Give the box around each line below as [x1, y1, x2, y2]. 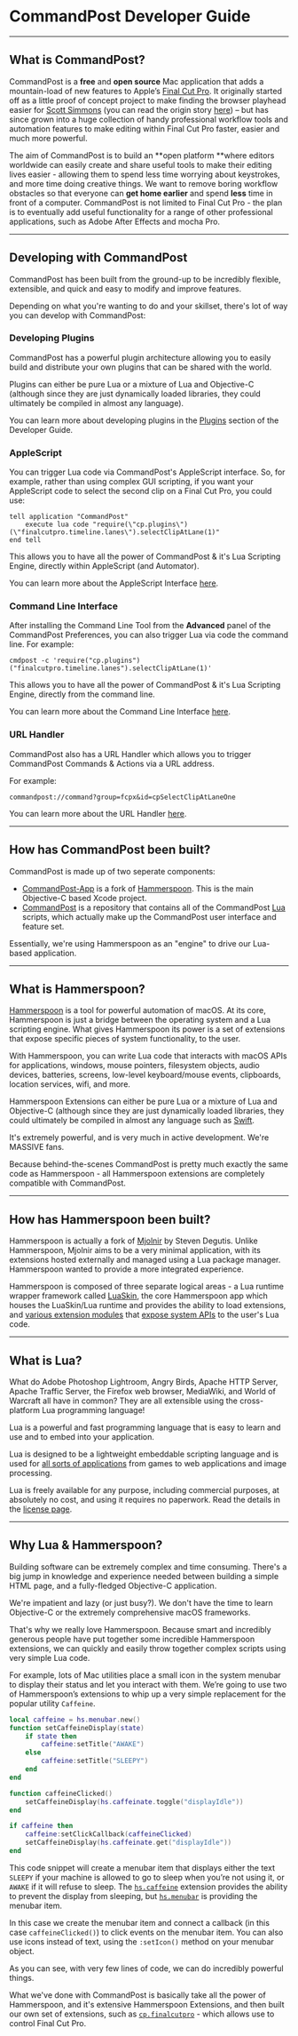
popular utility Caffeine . [9, 1697, 96, 1708]
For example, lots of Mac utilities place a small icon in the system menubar [9, 1669, 281, 1681]
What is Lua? [9, 1353, 82, 1368]
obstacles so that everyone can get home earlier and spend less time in [9, 188, 273, 198]
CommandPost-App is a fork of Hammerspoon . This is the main [21, 882, 255, 894]
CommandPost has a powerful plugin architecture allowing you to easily [9, 352, 271, 363]
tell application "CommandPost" [9, 513, 129, 522]
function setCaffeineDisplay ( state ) [9, 1723, 145, 1732]
